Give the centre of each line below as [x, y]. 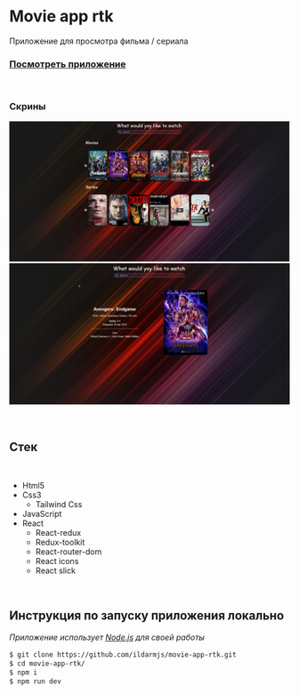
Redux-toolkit [60, 542]
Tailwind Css [59, 505]
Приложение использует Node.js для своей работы [107, 637]
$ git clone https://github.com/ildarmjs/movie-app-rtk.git [123, 655]
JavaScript [42, 514]
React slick [55, 570]
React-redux [58, 533]
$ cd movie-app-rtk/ [48, 663]
